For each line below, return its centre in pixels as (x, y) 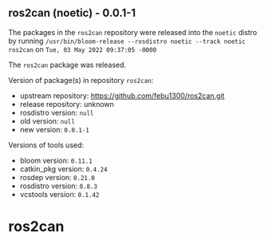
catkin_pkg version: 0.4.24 (63, 169)
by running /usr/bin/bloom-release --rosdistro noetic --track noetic (127, 41)
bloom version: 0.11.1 (56, 160)
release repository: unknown (67, 104)
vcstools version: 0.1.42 (59, 194)
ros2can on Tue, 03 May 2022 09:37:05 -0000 (83, 49)
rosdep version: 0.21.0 (57, 177)
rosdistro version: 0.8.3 (59, 186)
